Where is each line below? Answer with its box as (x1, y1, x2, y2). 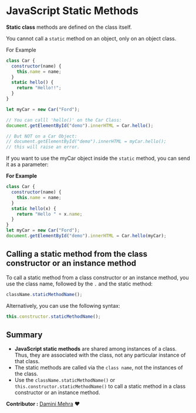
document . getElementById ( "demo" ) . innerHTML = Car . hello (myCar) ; (6, 233, 167, 239)
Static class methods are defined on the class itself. (6, 23, 132, 31)
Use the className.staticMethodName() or (14, 377, 116, 384)
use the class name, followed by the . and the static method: (6, 280, 153, 287)
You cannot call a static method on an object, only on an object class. (6, 35, 177, 42)
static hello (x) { (11, 206, 57, 211)
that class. (14, 358, 40, 365)
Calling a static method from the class (6, 249, 148, 259)
